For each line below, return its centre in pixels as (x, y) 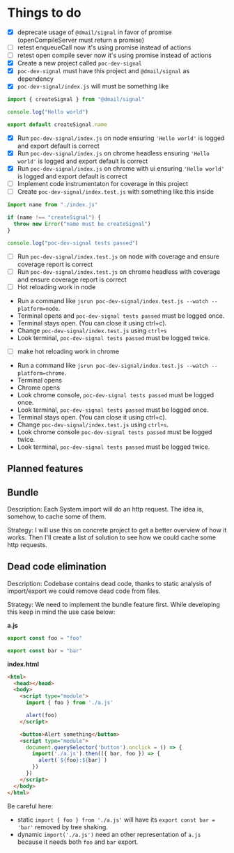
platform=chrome (41, 373)
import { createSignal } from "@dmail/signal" (76, 100)
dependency (36, 79)
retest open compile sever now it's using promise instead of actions (115, 55)
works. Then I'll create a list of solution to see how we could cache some (111, 537)
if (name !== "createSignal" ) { (54, 217)
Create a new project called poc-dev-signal (79, 63)
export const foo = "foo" (45, 638)
